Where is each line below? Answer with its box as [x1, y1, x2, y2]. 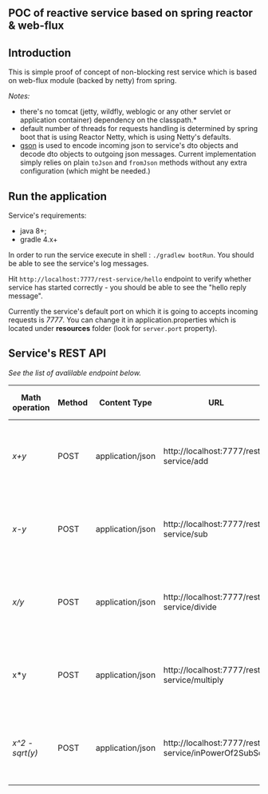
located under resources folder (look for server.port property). [8, 324, 218, 333]
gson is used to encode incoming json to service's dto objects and [19, 141, 238, 150]
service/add [163, 455, 209, 466]
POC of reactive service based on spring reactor [8, 6, 254, 20]
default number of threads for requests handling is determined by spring [19, 124, 258, 134]
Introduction [8, 46, 72, 59]
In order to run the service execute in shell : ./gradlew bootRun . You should [8, 250, 254, 260]
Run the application [8, 190, 108, 203]
